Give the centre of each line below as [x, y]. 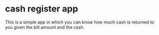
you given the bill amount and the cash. [45, 27]
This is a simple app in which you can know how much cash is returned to [80, 22]
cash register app [42, 9]
